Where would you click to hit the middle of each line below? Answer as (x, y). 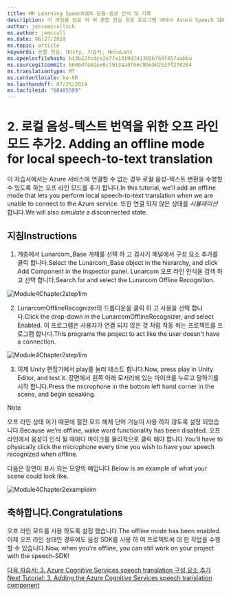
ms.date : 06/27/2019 (37, 39)
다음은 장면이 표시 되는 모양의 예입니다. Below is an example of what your (107, 468)
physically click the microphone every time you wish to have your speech (111, 446)
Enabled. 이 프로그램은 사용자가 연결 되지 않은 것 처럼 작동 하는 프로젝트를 (117, 325)
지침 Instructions (42, 236)
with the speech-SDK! (38, 555)
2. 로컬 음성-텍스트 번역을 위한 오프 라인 (113, 127)
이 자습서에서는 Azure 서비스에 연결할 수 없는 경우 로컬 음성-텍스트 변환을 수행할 (115, 179)
